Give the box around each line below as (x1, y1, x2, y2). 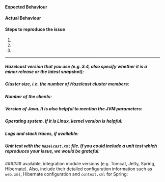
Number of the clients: (5, 93, 52, 99)
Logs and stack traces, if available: (5, 130, 79, 136)
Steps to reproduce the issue (5, 26, 65, 32)
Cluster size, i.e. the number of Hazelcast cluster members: (5, 81, 130, 87)
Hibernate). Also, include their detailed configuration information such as (5, 166, 152, 172)
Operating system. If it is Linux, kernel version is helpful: (5, 118, 123, 124)
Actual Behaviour (5, 15, 41, 21)
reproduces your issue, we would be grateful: (5, 148, 100, 154)
